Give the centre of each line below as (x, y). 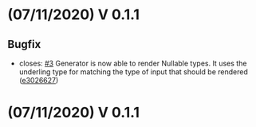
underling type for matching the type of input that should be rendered (133, 72)
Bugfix (24, 44)
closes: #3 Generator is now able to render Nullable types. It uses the (133, 63)
